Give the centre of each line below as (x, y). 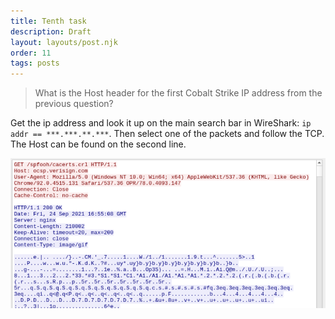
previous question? (74, 104)
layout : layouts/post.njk (64, 42)
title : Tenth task (48, 21)
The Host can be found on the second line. (98, 144)
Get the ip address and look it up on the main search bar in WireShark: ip (161, 123)
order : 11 (31, 53)
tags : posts (35, 63)
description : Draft (51, 31)
